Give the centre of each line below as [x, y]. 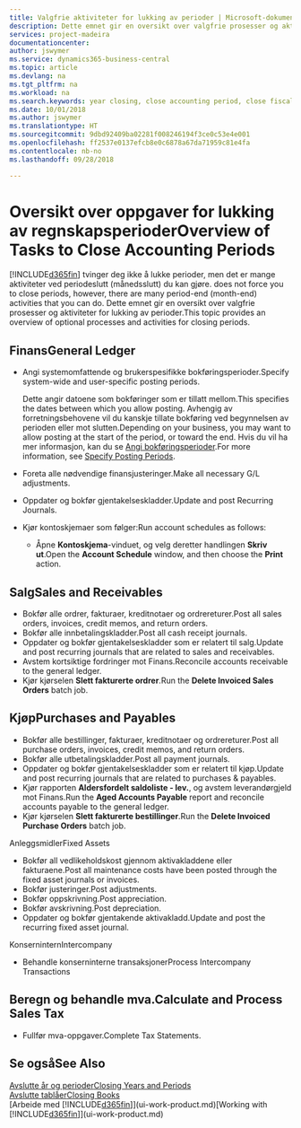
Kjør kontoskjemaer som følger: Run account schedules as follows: [144, 528]
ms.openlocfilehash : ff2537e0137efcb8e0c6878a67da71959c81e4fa [130, 143]
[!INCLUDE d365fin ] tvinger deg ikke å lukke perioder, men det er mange [142, 275]
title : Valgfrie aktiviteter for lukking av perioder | [116, 17]
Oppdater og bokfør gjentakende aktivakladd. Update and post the [144, 917]
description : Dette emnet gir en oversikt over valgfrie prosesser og [144, 26]
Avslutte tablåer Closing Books [65, 1095]
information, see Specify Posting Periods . [99, 456]
